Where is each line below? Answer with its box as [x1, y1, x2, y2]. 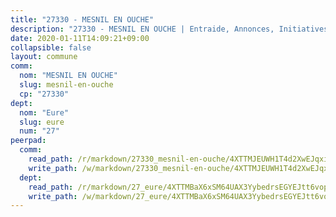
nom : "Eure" [19, 107, 70, 118]
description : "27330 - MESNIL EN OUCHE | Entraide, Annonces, [10, 24, 275, 34]
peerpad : [10, 136, 47, 146]
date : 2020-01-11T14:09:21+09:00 [10, 33, 150, 43]
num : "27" [19, 126, 60, 136]
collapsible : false [10, 42, 92, 53]
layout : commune [10, 52, 78, 62]
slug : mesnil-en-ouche [19, 80, 114, 90]
